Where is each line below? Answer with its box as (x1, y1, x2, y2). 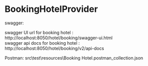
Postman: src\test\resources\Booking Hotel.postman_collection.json (4, 55, 144, 61)
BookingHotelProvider (4, 3, 98, 15)
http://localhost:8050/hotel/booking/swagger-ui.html (4, 35, 113, 41)
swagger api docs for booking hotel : (4, 40, 80, 46)
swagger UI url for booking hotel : (4, 29, 74, 35)
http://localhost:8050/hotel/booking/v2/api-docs (4, 45, 104, 51)
